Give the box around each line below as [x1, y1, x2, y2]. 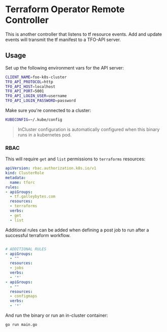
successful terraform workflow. [5, 232, 71, 238]
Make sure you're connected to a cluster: [5, 108, 91, 113]
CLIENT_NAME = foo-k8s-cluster [5, 75, 67, 80]
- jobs [10, 265, 24, 271]
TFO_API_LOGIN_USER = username [5, 93, 67, 98]
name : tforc [10, 180, 36, 185]
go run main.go [5, 322, 38, 327]
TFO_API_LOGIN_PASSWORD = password [5, 98, 76, 104]
